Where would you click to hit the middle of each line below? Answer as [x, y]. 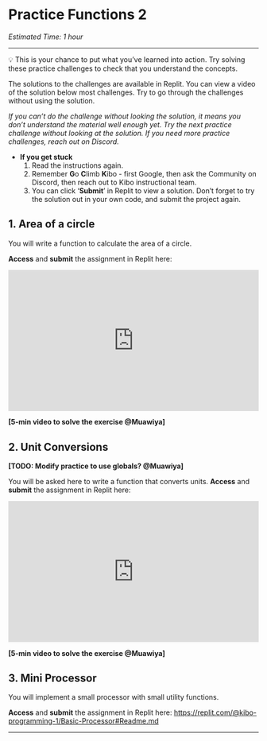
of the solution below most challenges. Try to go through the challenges [126, 92]
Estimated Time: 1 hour [46, 37]
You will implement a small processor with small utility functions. [114, 697]
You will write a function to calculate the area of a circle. [100, 243]
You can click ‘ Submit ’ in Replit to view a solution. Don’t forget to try [143, 190]
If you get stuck [46, 157]
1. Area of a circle [52, 224]
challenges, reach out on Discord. [64, 142]
